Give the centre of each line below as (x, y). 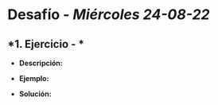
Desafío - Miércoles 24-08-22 (109, 15)
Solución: (35, 94)
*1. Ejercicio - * (46, 44)
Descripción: (41, 63)
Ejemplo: (34, 78)
